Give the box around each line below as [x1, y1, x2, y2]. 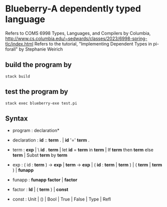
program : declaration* [12, 127, 60, 133]
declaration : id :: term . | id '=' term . [12, 137, 90, 143]
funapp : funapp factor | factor [12, 177, 78, 183]
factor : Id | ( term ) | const [12, 186, 69, 192]
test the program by [5, 87, 69, 96]
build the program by [5, 60, 72, 69]
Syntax [5, 114, 28, 122]
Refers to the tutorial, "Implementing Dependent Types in [34, 40, 152, 46]
